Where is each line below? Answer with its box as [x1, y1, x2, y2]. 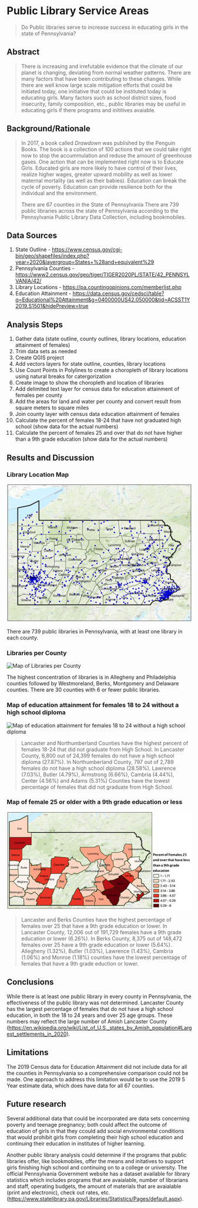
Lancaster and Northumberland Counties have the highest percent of [21, 739, 189, 747]
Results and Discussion [6, 452, 95, 462]
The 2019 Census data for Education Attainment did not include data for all [6, 1063, 187, 1070]
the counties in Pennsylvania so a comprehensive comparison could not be [6, 1069, 189, 1076]
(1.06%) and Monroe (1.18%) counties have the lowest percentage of [21, 954, 187, 961]
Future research [6, 1099, 66, 1109]
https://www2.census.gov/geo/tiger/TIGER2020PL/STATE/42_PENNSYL [15, 271, 190, 278]
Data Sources [6, 230, 58, 240]
